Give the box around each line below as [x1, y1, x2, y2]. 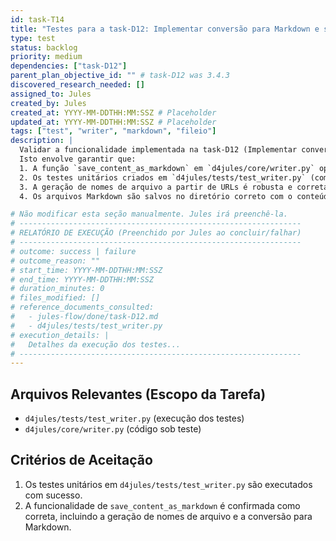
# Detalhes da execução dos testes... [10, 339, 182, 350]
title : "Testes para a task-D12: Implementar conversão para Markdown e [10, 24, 320, 34]
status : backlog [10, 42, 78, 53]
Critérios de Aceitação [10, 452, 153, 469]
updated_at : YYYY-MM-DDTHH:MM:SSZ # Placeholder [10, 117, 217, 127]
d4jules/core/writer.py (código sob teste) [24, 423, 202, 435]
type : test [10, 33, 56, 43]
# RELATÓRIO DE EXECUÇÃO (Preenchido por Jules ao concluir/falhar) [10, 228, 302, 238]
